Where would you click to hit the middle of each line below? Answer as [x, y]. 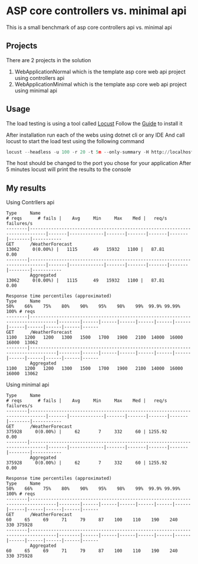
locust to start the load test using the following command [75, 141]
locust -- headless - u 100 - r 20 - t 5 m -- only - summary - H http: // [88, 152]
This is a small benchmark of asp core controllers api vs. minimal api [89, 27]
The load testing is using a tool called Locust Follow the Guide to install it [94, 123]
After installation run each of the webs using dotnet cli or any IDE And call [95, 135]
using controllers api [39, 78]
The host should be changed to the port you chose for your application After [99, 163]
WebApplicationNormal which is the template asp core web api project [100, 72]
